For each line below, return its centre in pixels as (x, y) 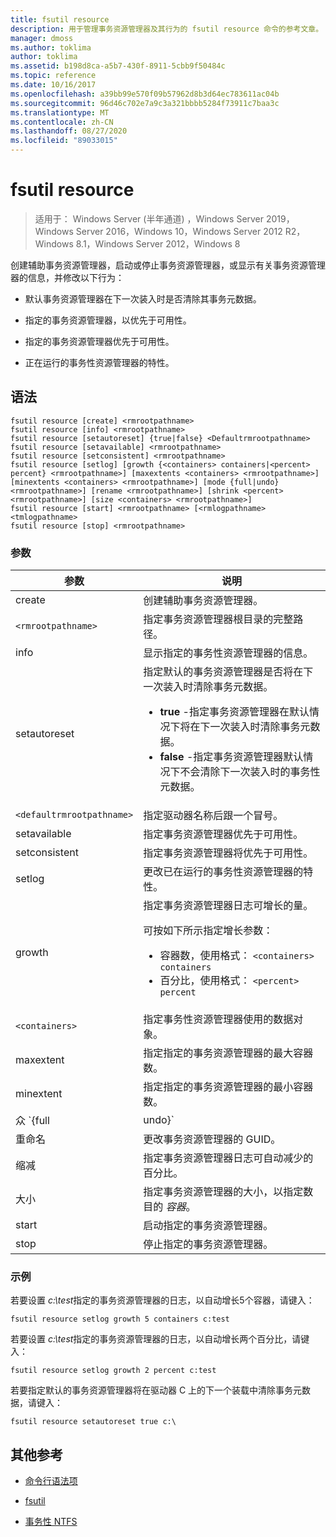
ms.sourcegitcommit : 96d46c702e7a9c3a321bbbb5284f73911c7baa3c (145, 103)
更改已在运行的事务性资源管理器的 (223, 872)
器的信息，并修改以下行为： (67, 277)
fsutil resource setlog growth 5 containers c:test (120, 1319)
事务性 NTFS (51, 1522)
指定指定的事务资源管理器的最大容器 (228, 1053)
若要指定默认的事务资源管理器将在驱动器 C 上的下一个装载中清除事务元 (156, 1390)
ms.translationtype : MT (60, 112)
